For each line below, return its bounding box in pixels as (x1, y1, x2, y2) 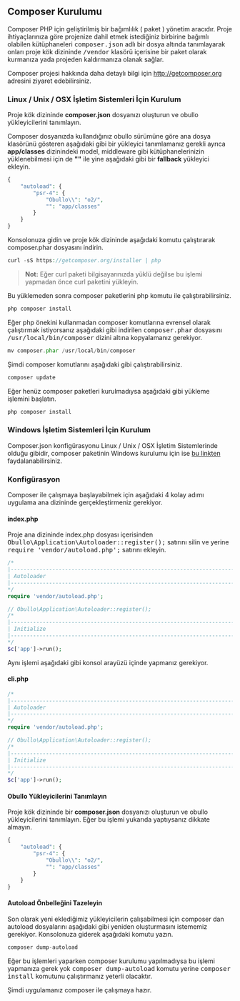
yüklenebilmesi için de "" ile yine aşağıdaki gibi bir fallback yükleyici (7, 155, 209, 164)
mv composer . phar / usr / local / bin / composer (7, 347, 136, 354)
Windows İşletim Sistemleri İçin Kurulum (7, 425, 151, 435)
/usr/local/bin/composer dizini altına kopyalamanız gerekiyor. (7, 333, 202, 342)
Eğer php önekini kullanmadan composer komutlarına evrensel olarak (7, 318, 211, 327)
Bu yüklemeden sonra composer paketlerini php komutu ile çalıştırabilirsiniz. (7, 291, 232, 299)
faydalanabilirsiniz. (7, 457, 63, 465)
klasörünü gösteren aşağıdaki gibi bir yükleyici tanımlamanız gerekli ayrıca (7, 139, 226, 149)
